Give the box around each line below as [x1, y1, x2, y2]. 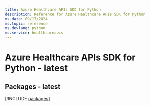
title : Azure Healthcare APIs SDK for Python [5, 7, 101, 12]
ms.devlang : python [5, 26, 46, 31]
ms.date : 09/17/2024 [5, 16, 48, 21]
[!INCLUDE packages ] [5, 96, 50, 101]
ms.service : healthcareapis [5, 30, 64, 35]
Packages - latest [5, 82, 61, 91]
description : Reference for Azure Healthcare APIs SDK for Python [5, 12, 146, 17]
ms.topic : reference [5, 21, 48, 26]
